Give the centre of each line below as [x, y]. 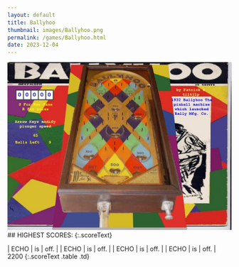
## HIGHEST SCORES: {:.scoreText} [60, 235]
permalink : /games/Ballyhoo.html [57, 38]
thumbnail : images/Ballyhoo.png [55, 30]
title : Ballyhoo [31, 22]
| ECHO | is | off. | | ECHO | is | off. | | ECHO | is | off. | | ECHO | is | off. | [112, 249]
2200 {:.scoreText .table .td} [49, 256]
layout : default [31, 15]
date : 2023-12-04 [33, 45]
